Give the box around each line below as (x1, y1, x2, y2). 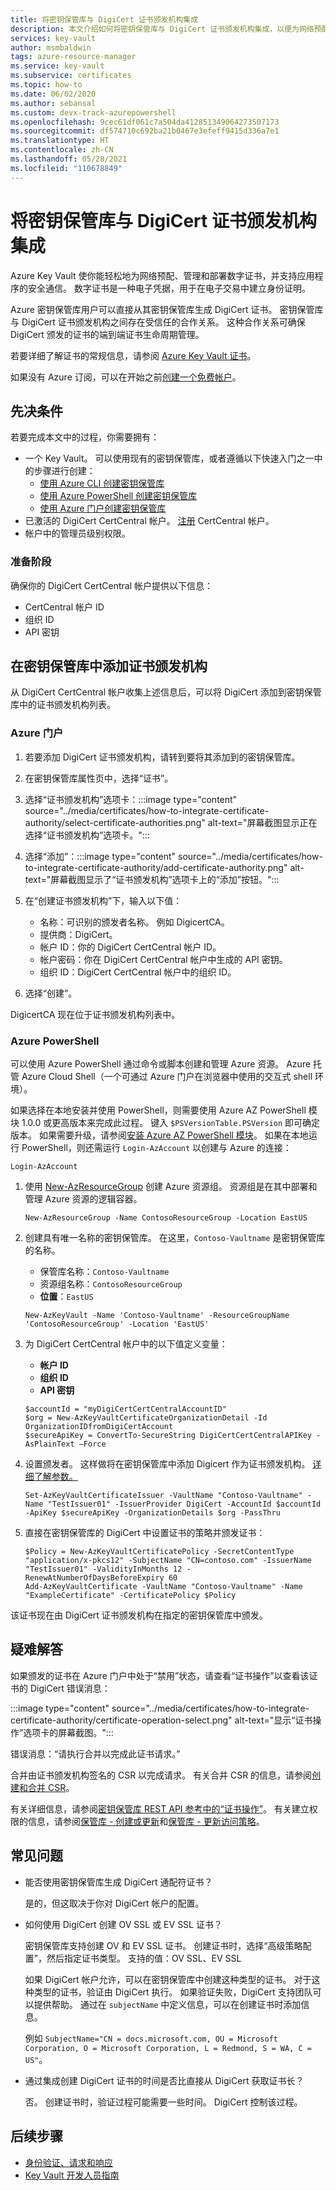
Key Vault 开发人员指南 (24, 2169, 120, 2181)
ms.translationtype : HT (10, 136, 110, 146)
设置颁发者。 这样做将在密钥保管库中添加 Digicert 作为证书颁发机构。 (24, 1458, 311, 1470)
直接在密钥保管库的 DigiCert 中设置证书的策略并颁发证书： (24, 1527, 266, 1539)
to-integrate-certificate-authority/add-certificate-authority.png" (24, 861, 288, 873)
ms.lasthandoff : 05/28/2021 (10, 154, 128, 164)
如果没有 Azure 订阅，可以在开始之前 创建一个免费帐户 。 (10, 371, 242, 383)
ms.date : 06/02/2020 (10, 89, 97, 99)
